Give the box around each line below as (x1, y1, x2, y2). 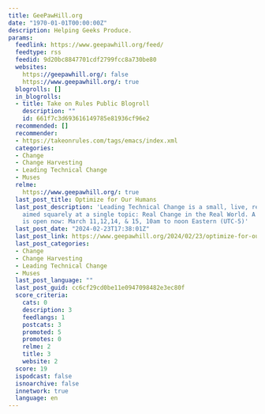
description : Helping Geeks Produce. (8, 26, 132, 34)
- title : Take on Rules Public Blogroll (15, 100, 150, 108)
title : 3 (22, 350, 51, 359)
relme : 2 (22, 343, 51, 351)
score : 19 (15, 365, 47, 373)
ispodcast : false (15, 372, 73, 380)
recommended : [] (15, 122, 69, 130)
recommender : (15, 129, 58, 137)
